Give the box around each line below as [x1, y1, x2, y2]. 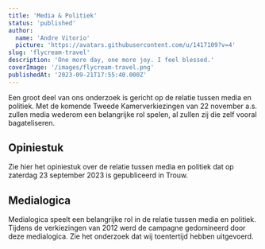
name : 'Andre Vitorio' [15, 33, 90, 42]
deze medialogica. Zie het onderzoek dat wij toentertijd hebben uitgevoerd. [8, 231, 254, 241]
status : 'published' [8, 19, 77, 27]
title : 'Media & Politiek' [8, 11, 98, 20]
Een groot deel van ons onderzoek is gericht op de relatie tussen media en [8, 92, 252, 102]
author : [8, 26, 34, 34]
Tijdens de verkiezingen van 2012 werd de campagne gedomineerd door [8, 224, 246, 233]
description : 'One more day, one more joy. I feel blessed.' [8, 56, 215, 64]
